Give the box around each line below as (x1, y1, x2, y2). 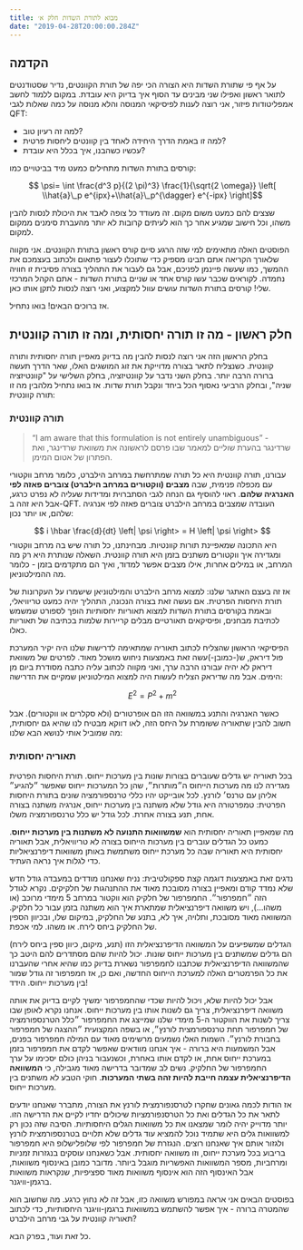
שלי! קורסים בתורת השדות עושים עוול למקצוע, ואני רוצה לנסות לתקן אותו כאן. (9, 283, 271, 294)
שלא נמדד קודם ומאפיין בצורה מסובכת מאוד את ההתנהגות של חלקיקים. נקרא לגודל (9, 883, 293, 894)
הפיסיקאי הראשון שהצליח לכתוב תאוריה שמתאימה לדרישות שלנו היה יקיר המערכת (9, 642, 289, 653)
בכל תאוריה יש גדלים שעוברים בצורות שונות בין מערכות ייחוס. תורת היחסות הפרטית (9, 770, 293, 781)
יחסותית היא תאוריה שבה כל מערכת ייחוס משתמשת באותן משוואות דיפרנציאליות (9, 845, 283, 857)
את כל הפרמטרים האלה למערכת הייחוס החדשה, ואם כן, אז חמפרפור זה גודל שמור (9, 968, 288, 979)
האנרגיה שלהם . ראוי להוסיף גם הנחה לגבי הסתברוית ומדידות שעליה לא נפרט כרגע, (9, 489, 295, 500)
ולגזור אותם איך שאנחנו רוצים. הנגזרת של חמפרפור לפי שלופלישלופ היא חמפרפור (9, 1138, 284, 1148)
